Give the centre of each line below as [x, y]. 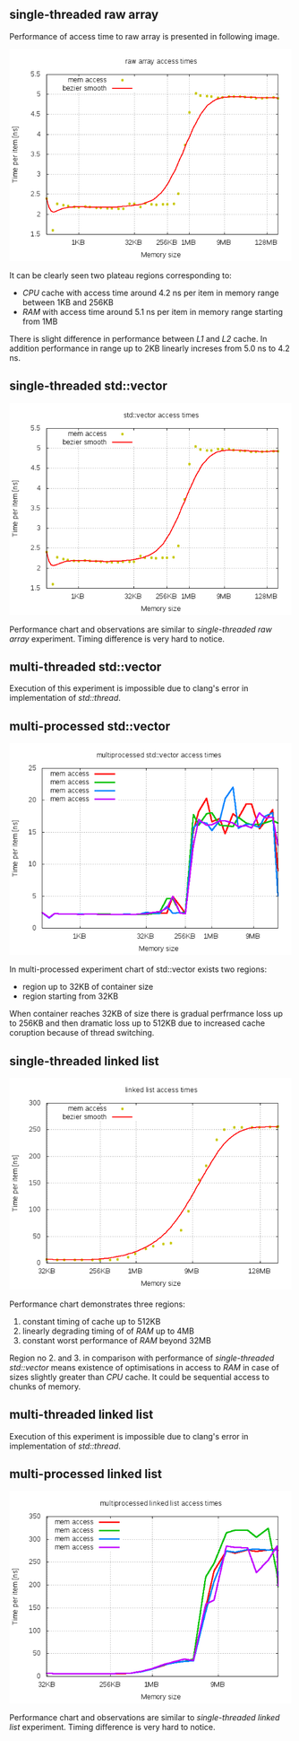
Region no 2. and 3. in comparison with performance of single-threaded [142, 1358]
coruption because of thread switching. [82, 1033]
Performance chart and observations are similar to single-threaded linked [145, 1717]
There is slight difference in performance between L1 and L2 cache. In [138, 338]
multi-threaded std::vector [85, 667]
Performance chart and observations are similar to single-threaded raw [141, 629]
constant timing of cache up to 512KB [91, 1322]
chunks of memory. [45, 1387]
